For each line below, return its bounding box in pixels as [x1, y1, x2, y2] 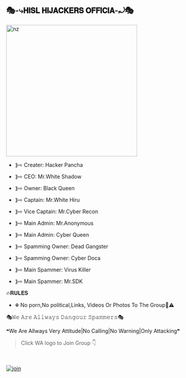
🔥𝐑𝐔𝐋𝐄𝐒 [6, 289, 29, 296]
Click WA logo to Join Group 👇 [20, 339, 97, 346]
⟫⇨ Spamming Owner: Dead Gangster [14, 243, 109, 250]
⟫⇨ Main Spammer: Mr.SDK [14, 278, 83, 285]
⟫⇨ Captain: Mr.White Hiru [14, 196, 80, 203]
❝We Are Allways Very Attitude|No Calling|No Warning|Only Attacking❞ [6, 327, 181, 334]
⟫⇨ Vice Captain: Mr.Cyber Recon [14, 207, 99, 215]
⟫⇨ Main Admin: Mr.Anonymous [14, 219, 94, 227]
